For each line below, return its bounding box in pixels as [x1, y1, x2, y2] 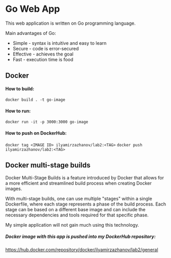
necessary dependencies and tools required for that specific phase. [5, 212, 149, 218]
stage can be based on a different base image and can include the [5, 206, 146, 212]
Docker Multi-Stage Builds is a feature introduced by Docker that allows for [5, 174, 164, 180]
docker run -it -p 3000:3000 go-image [5, 119, 88, 124]
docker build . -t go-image [5, 97, 66, 102]
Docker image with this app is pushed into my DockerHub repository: [5, 233, 156, 239]
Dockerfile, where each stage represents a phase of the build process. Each [5, 201, 166, 207]
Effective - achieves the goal [12, 51, 73, 57]
